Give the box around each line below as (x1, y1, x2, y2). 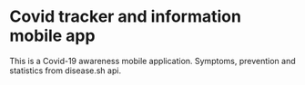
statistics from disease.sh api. (9, 65, 121, 76)
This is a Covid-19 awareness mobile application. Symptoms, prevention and (9, 55, 296, 66)
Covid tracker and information (9, 6, 241, 27)
